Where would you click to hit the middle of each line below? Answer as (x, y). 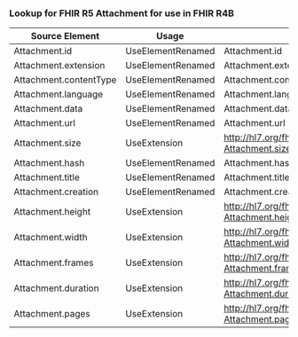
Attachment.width (51, 238)
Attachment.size (47, 143)
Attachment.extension (59, 66)
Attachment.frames (54, 263)
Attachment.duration (56, 288)
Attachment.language (59, 94)
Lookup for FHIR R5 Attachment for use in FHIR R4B (122, 13)
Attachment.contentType (65, 80)
